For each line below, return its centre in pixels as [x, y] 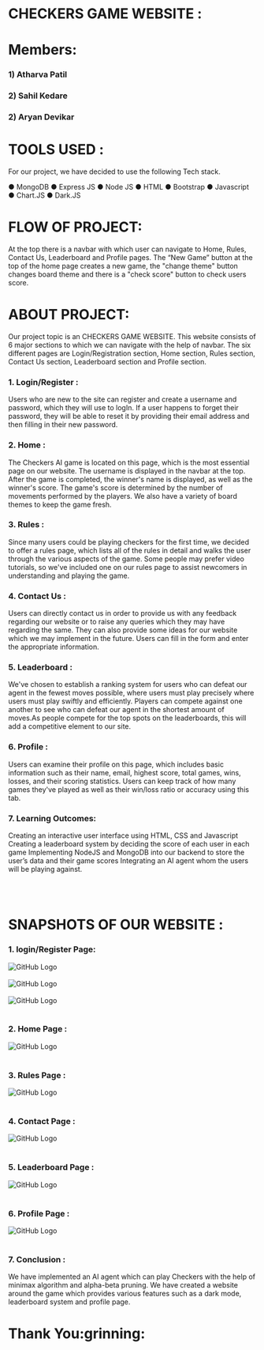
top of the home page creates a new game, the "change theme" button [123, 266]
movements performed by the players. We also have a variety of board [123, 496]
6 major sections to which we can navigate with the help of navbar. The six [130, 345]
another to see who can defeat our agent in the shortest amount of [116, 710]
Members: [43, 50]
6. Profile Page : [39, 1213]
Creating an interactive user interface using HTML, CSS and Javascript [123, 835]
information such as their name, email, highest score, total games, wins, [125, 772]
